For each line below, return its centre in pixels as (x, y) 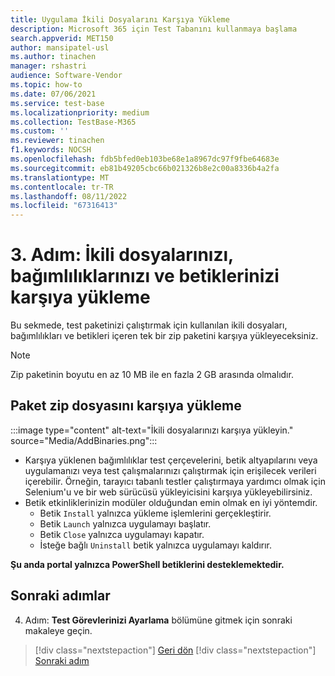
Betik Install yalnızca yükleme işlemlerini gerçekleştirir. (155, 513)
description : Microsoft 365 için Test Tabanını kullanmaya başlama (154, 29)
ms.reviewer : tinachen (57, 141)
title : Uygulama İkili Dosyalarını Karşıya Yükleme (120, 19)
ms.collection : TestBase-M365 (73, 122)
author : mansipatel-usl (60, 47)
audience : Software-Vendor (66, 76)
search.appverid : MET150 (62, 38)
